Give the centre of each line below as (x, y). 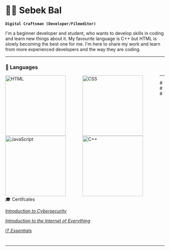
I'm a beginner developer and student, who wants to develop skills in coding (85, 33)
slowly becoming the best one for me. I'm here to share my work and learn (83, 44)
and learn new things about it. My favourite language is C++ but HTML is (81, 38)
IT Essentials (18, 231)
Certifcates (24, 199)
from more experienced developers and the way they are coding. (73, 49)
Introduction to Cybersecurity (36, 211)
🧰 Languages (22, 67)
